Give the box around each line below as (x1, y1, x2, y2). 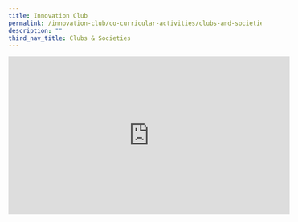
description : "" (8, 26, 63, 34)
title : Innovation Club (8, 11, 88, 20)
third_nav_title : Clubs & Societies (8, 34, 131, 42)
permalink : (8, 19, 45, 27)
